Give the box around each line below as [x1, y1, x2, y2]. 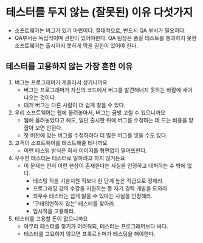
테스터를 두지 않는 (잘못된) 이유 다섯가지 [5, 5, 193, 19]
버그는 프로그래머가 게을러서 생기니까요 [14, 78, 108, 85]
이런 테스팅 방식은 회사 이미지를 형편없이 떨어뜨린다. [23, 147, 147, 154]
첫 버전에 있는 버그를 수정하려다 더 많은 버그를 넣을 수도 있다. [23, 131, 168, 139]
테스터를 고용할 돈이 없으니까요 [14, 215, 88, 222]
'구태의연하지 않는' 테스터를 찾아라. [32, 199, 116, 207]
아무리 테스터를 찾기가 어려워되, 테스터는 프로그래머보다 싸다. [23, 222, 168, 230]
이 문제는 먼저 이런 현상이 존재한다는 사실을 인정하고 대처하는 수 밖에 [23, 162, 186, 169]
